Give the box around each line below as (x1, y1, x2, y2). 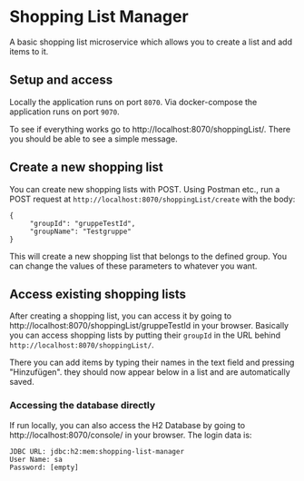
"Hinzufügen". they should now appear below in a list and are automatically (9, 367, 290, 378)
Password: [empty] (9, 463, 79, 472)
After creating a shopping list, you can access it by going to (9, 310, 232, 321)
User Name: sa (9, 455, 64, 464)
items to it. (9, 45, 49, 56)
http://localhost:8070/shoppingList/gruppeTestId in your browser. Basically (9, 320, 289, 331)
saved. (9, 377, 34, 388)
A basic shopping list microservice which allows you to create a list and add (9, 36, 293, 47)
